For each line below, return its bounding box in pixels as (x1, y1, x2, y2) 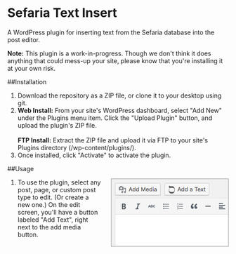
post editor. (7, 35, 41, 44)
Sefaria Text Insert (7, 5, 117, 21)
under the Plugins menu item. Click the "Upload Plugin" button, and (17, 114, 213, 122)
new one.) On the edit (17, 200, 81, 208)
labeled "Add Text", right (17, 215, 88, 224)
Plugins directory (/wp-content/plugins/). (17, 143, 137, 152)
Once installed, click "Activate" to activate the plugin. (17, 151, 171, 159)
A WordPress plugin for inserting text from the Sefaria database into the (7, 28, 215, 36)
